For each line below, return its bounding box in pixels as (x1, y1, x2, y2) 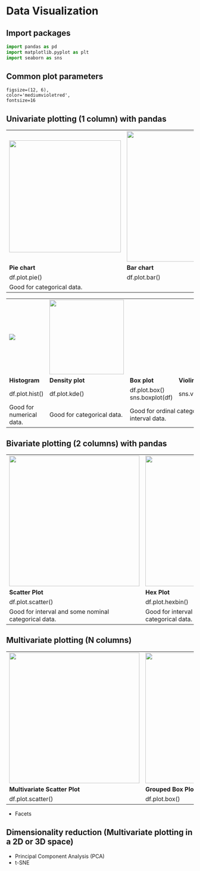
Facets (14, 810, 32, 817)
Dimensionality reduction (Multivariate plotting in (6, 827, 193, 838)
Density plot (49, 376, 85, 384)
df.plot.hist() (9, 390, 44, 398)
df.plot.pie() (9, 273, 43, 282)
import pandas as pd (6, 44, 58, 50)
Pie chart (9, 264, 36, 272)
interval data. (130, 414, 167, 423)
